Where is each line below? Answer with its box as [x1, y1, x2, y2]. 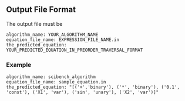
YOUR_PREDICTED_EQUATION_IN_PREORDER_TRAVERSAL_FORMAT [6, 47, 143, 53]
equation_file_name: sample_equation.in [6, 79, 107, 85]
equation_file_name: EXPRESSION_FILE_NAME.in [6, 36, 119, 43]
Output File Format [6, 5, 76, 15]
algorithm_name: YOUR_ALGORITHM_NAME [6, 32, 99, 38]
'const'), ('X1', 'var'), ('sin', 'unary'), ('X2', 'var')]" [6, 89, 159, 96]
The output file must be [6, 20, 63, 27]
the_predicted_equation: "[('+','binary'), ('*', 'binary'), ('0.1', [6, 85, 180, 90]
